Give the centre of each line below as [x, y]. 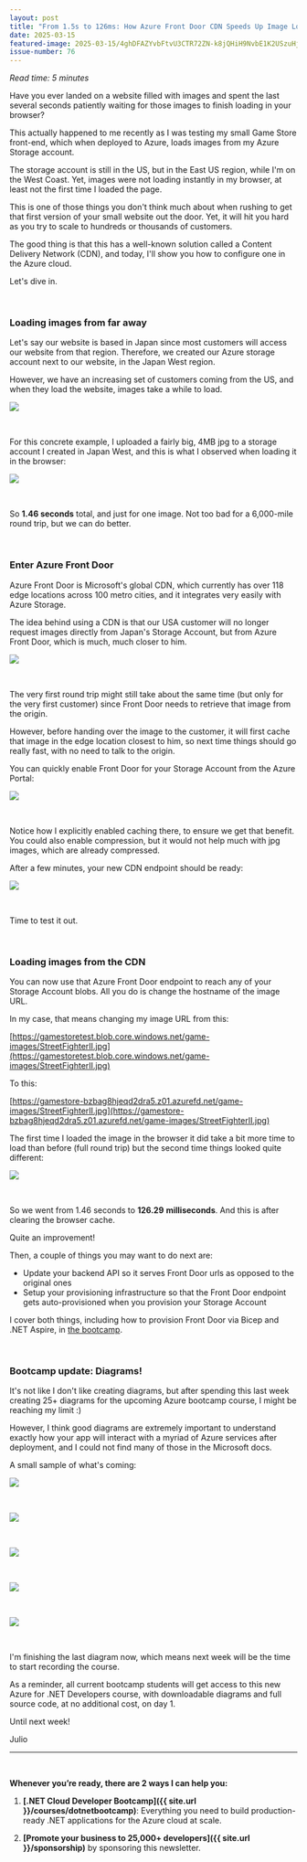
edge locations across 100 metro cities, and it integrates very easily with [145, 594]
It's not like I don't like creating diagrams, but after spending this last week [149, 1391]
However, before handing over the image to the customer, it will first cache [150, 731]
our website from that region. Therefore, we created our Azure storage [143, 352]
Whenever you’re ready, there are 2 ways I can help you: [119, 1783]
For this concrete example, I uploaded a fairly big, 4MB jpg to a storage [143, 442]
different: [26, 1158]
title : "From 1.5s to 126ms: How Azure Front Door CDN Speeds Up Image [148, 27]
